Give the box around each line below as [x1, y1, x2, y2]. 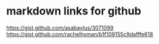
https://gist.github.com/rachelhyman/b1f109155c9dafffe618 [6, 30, 154, 37]
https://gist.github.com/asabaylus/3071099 [6, 24, 114, 31]
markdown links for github [6, 4, 141, 18]
